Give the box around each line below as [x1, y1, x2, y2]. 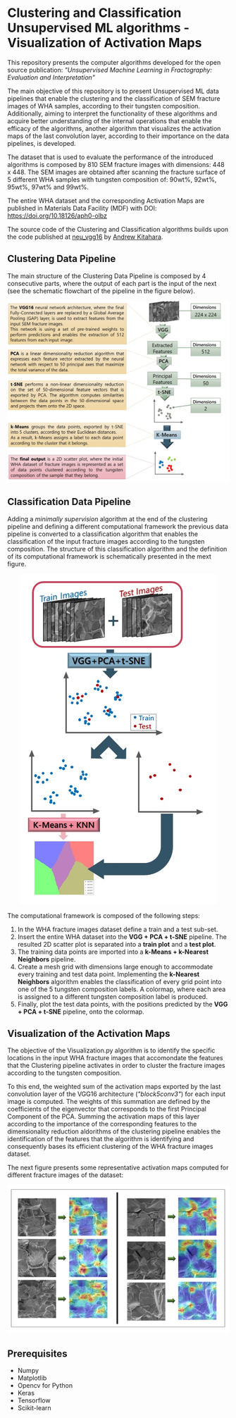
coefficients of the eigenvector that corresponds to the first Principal [7, 1105, 206, 1114]
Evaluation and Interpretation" [7, 73, 95, 82]
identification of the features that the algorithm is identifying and [7, 1135, 194, 1143]
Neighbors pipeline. [17, 954, 76, 963]
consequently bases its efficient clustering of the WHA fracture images [7, 1143, 213, 1151]
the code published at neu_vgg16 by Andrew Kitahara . [7, 232, 163, 241]
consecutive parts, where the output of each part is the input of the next [7, 279, 217, 287]
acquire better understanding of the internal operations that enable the [7, 116, 213, 125]
